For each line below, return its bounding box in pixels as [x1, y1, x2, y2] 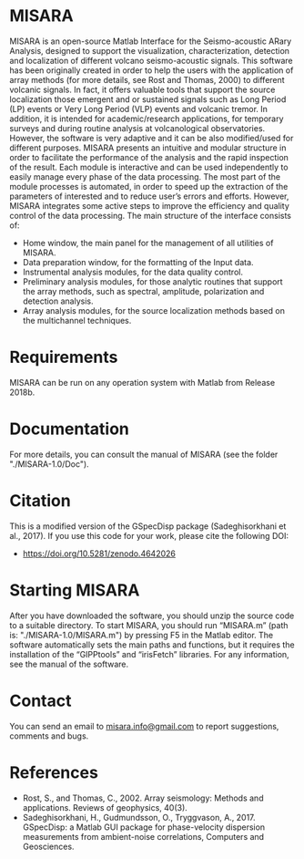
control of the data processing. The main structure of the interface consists [9, 210, 291, 221]
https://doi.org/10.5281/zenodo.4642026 [22, 548, 176, 559]
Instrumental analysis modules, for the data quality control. [22, 266, 244, 277]
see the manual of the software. [9, 658, 129, 669]
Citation [9, 491, 71, 511]
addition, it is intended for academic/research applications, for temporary [9, 113, 284, 124]
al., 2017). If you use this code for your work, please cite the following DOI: [9, 530, 289, 541]
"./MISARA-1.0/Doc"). [9, 458, 89, 470]
